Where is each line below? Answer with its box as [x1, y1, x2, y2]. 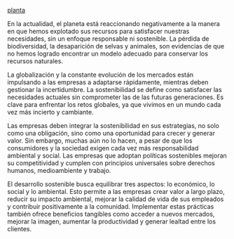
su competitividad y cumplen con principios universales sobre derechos [7, 159, 215, 167]
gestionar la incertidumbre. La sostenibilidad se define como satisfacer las [7, 86, 222, 93]
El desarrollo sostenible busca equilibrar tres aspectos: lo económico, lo [7, 180, 215, 188]
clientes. [7, 225, 32, 233]
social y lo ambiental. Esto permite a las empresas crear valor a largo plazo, [7, 188, 226, 195]
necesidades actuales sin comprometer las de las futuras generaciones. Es [7, 93, 224, 101]
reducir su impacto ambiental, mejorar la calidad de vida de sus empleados [7, 195, 224, 203]
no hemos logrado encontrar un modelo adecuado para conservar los [7, 49, 209, 58]
